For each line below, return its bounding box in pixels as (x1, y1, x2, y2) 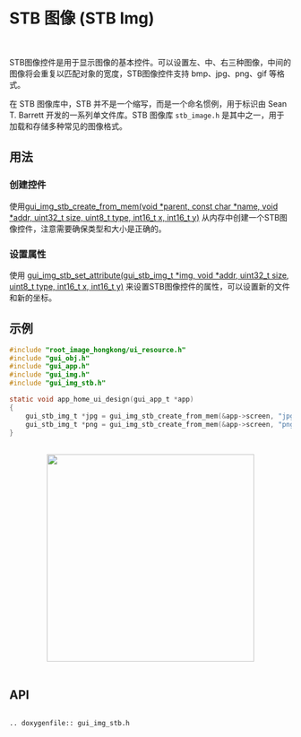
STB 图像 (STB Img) (9, 8, 155, 29)
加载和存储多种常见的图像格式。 (9, 120, 127, 131)
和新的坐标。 (9, 292, 56, 303)
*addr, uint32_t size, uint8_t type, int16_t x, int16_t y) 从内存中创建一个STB (9, 212, 280, 222)
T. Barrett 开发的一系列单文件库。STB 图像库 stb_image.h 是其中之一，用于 (9, 109, 285, 120)
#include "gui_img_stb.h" (9, 378, 106, 388)
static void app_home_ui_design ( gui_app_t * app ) (9, 395, 194, 404)
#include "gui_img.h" (9, 370, 90, 379)
